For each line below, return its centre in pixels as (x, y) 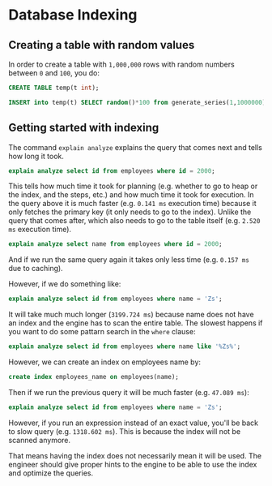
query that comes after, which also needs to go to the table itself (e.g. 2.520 (134, 221)
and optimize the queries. (51, 473)
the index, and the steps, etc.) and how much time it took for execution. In (131, 195)
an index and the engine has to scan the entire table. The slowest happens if (136, 323)
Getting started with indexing (84, 128)
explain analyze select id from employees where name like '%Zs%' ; (125, 346)
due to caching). (36, 269)
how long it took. (36, 156)
